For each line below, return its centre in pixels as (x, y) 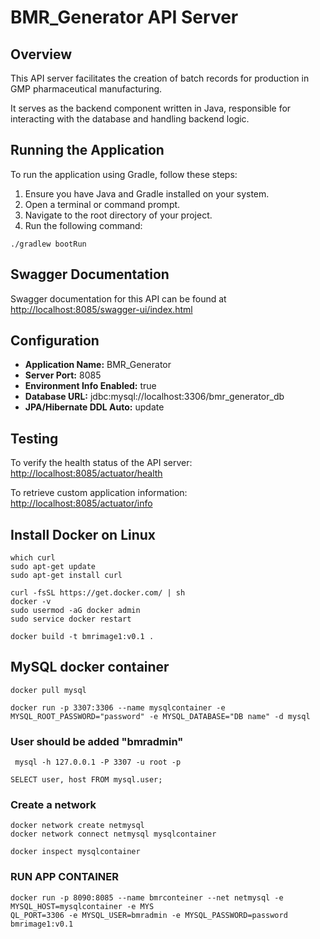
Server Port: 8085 (63, 375)
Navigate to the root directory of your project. (118, 215)
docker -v (31, 602)
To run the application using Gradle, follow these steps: (124, 174)
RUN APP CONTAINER (64, 877)
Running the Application (87, 150)
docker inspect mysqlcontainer (75, 852)
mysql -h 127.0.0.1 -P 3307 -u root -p (98, 762)
